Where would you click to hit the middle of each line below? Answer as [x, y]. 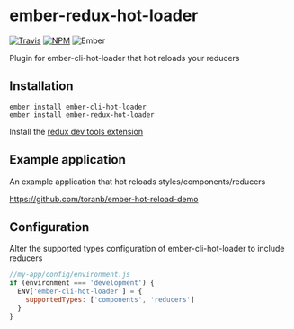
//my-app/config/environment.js [70, 275]
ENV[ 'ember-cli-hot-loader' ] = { [80, 292]
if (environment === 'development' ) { [82, 283]
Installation [41, 86]
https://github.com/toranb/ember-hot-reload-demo [104, 199]
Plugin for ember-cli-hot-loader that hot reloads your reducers [125, 58]
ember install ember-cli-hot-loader [78, 107]
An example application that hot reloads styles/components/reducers [138, 182]
